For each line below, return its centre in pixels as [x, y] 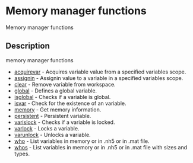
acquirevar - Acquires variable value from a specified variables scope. [100, 72]
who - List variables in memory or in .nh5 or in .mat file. [82, 141]
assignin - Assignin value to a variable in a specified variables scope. [99, 78]
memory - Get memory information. [58, 109]
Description [28, 46]
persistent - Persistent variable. [53, 116]
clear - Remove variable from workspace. [65, 84]
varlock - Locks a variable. [47, 128]
